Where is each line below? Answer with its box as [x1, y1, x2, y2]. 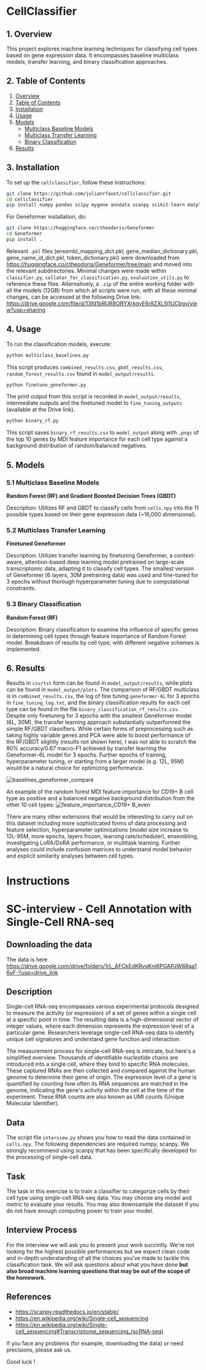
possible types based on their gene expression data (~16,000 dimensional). [6, 511, 197, 518]
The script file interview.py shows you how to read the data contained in [6, 1134, 191, 1141]
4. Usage [6, 324, 41, 334]
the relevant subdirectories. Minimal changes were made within [6, 267, 167, 274]
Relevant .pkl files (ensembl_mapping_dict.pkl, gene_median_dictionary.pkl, [6, 247, 199, 254]
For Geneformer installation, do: [6, 213, 87, 221]
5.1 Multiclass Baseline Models [6, 478, 99, 487]
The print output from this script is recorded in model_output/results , [6, 393, 181, 400]
